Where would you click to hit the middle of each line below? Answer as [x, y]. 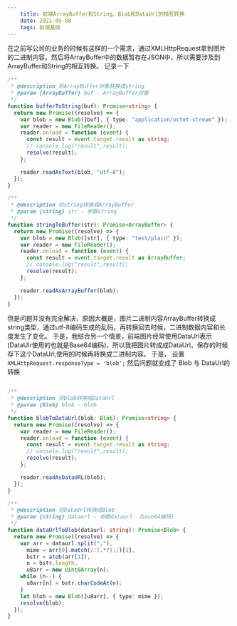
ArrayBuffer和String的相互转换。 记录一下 [68, 66]
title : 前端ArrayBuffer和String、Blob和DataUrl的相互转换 [102, 14]
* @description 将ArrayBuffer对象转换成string [77, 86]
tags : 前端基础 [41, 27]
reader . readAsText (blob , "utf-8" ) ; [73, 172]
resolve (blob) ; [43, 603]
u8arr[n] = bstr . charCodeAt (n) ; [74, 583]
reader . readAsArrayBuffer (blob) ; [70, 291]
